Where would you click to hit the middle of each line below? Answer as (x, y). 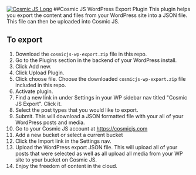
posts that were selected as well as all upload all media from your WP (99, 153)
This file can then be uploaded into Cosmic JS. (63, 21)
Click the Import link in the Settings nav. (63, 141)
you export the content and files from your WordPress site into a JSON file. (97, 15)
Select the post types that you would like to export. (77, 110)
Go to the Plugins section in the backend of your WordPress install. (96, 60)
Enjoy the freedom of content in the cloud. (66, 166)
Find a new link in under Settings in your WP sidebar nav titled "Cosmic (101, 97)
